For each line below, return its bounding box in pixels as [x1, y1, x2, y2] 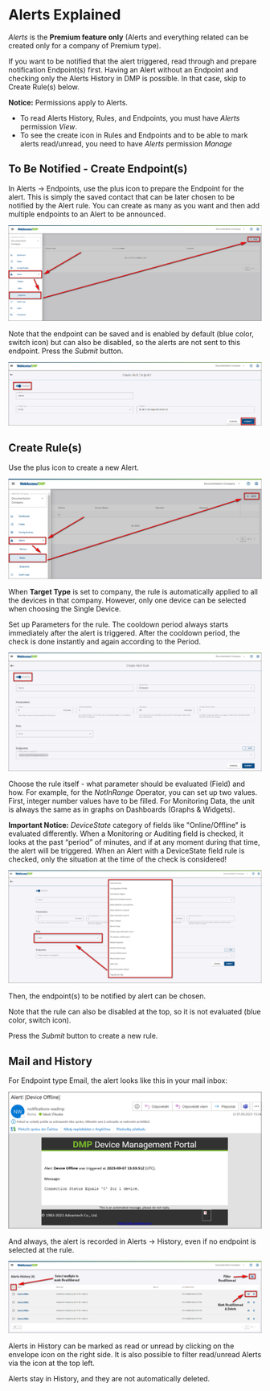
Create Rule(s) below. [8, 82, 80, 92]
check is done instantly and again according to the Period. [8, 637, 201, 647]
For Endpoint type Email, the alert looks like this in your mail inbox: [8, 1076, 227, 1085]
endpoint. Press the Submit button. [8, 346, 124, 356]
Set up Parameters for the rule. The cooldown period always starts [8, 619, 229, 629]
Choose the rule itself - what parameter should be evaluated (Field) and [8, 779, 245, 788]
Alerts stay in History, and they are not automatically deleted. [8, 1374, 211, 1384]
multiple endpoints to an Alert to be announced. [8, 209, 166, 219]
